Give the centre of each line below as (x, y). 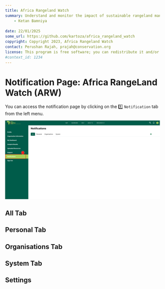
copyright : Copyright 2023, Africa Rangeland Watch (59, 42)
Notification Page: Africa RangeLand (81, 82)
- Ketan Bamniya (31, 21)
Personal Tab (26, 230)
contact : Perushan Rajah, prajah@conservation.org (58, 47)
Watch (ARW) (33, 92)
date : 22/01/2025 (23, 31)
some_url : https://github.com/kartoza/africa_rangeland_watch (70, 36)
